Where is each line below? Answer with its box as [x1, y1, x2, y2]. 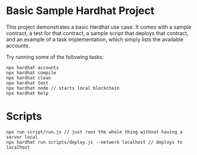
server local [6, 134, 38, 140]
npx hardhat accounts [6, 64, 59, 71]
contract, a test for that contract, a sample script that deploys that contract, [6, 29, 189, 36]
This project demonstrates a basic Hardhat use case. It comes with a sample [6, 23, 192, 30]
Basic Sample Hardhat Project [6, 4, 155, 18]
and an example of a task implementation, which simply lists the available [6, 36, 184, 43]
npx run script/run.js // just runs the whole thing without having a [6, 129, 183, 135]
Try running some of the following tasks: [6, 53, 104, 60]
